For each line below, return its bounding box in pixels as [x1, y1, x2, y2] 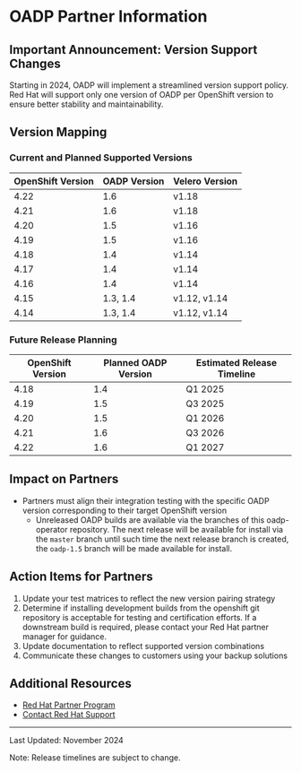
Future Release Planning [9, 334, 118, 346]
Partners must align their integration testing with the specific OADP [21, 495, 271, 506]
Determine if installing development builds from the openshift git [21, 603, 260, 613]
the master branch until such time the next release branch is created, [35, 533, 289, 544]
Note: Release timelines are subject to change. [9, 752, 181, 763]
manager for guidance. [21, 630, 107, 642]
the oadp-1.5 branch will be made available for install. [35, 542, 233, 553]
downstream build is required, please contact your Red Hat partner [21, 621, 270, 632]
